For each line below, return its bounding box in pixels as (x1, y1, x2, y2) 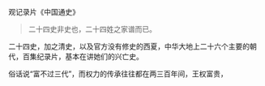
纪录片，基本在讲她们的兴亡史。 (36, 52, 143, 61)
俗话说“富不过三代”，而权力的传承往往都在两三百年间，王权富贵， (8, 69, 229, 79)
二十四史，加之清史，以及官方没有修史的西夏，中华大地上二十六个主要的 (8, 41, 250, 51)
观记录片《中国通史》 (8, 7, 79, 16)
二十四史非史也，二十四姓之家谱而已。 (28, 24, 156, 34)
